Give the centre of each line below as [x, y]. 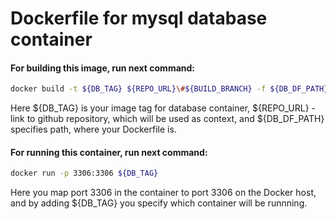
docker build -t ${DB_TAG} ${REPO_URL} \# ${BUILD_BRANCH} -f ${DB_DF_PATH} [169, 89]
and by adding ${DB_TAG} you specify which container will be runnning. [159, 203]
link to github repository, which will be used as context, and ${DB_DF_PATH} [167, 119]
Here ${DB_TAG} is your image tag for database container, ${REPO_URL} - [163, 108]
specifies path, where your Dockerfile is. [93, 129]
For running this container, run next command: [109, 152]
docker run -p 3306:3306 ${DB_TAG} [84, 173]
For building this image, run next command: [103, 68]
